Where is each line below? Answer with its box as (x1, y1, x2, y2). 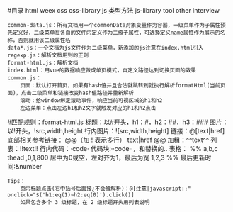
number (19, 162, 42, 170)
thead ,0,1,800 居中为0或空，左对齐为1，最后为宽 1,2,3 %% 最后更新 (7, 153, 205, 162)
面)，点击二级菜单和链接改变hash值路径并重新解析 (7, 89, 135, 96)
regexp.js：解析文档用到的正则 (7, 52, 89, 59)
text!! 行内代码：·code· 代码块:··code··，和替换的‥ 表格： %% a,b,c (23, 145, 218, 152)
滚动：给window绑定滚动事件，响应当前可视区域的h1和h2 (20, 97, 163, 104)
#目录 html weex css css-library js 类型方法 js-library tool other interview (7, 6, 220, 14)
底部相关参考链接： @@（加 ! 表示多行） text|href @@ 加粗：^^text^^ (7, 135, 210, 144)
